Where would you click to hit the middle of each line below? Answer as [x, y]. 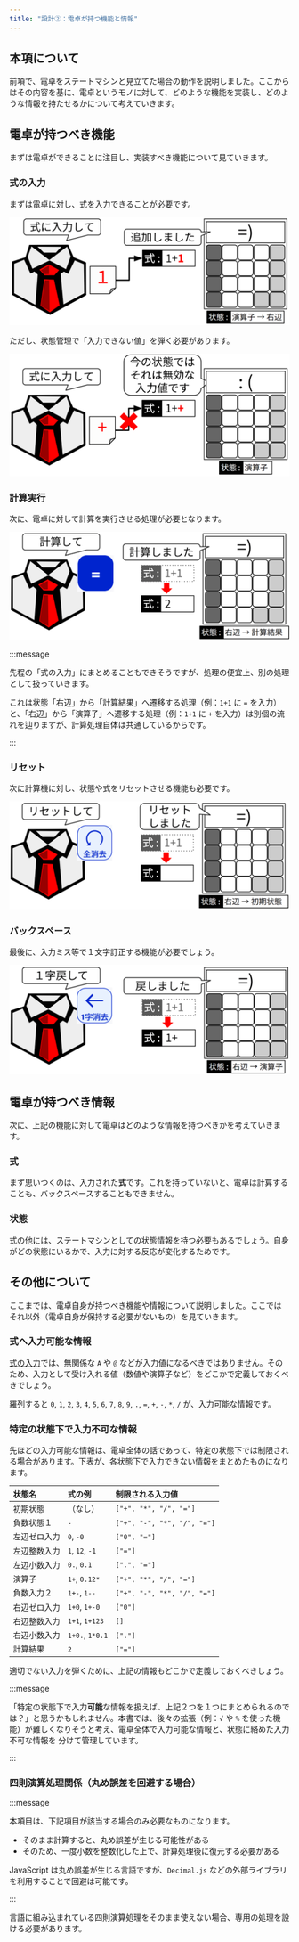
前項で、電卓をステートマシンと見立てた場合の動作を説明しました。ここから [149, 81]
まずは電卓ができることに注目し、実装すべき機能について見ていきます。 [141, 158]
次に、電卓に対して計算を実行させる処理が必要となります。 [118, 519]
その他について [50, 1282]
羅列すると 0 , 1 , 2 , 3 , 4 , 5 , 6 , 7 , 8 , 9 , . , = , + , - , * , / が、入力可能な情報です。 [142, 1404]
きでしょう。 [32, 1384]
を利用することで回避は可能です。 [71, 1881]
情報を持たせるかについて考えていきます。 [102, 103]
